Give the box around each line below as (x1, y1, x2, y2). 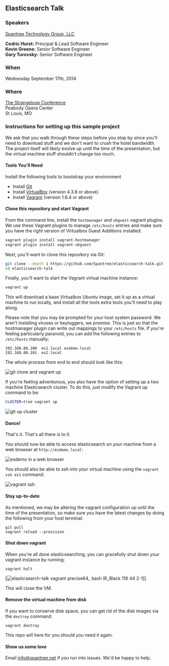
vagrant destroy (5, 623, 39, 629)
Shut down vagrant (5, 540, 46, 546)
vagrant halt (5, 566, 33, 571)
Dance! (5, 420, 21, 426)
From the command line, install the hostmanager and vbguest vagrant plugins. (5, 217, 164, 223)
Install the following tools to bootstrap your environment (5, 173, 122, 179)
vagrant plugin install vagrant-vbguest (5, 242, 92, 247)
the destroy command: (5, 613, 52, 619)
